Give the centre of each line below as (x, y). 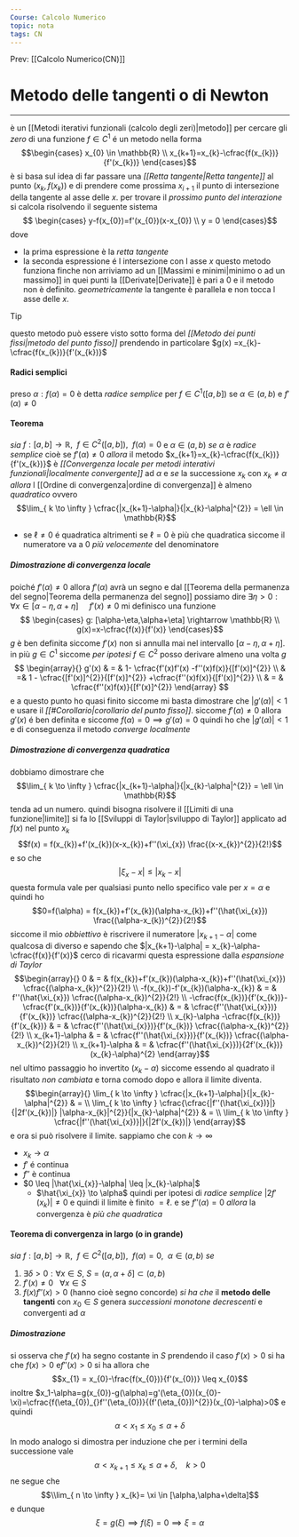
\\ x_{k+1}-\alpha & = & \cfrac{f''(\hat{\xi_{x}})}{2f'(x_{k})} (177, 1045)
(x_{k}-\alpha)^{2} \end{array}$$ (150, 1055)
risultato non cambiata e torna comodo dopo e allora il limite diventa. (136, 1079)
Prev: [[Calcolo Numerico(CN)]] (68, 60)
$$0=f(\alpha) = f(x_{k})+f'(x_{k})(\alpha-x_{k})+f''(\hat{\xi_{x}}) (150, 911)
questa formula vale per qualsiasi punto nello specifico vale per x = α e (140, 888)
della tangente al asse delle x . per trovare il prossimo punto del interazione (146, 197)
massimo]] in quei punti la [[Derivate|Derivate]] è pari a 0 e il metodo (148, 280)
